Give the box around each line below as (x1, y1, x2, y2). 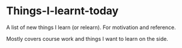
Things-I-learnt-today (6, 4, 119, 18)
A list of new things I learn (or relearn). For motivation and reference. (6, 24, 176, 31)
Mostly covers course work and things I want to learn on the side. (6, 35, 168, 42)
